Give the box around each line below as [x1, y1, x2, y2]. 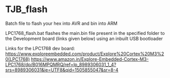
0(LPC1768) [5, 56, 30, 62]
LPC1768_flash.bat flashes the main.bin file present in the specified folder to [5, 30, 165, 36]
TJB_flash [5, 4, 48, 15]
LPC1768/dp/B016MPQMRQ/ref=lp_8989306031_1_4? [5, 61, 117, 67]
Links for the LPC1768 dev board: [5, 45, 75, 51]
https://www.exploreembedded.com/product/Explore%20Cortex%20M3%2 [5, 51, 164, 57]
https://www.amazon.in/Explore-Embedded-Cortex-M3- [31, 56, 149, 62]
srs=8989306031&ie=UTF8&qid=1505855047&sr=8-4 [5, 67, 119, 73]
